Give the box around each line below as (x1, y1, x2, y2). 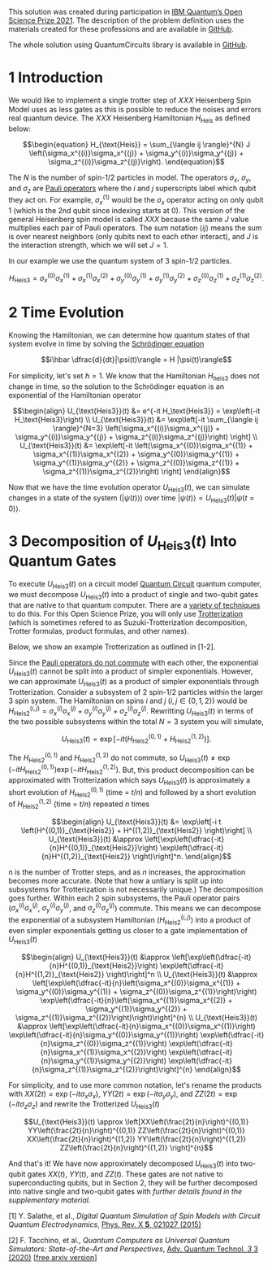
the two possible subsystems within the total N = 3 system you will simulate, (8, 716, 264, 727)
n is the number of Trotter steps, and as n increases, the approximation (8, 866, 246, 877)
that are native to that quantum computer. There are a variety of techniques (8, 600, 261, 609)
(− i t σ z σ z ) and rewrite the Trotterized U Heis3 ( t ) (8, 1099, 160, 1111)
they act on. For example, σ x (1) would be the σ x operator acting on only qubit (8, 194, 264, 207)
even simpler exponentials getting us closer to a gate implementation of (8, 925, 248, 935)
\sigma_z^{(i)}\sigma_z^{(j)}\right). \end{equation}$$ (48, 156, 225, 166)
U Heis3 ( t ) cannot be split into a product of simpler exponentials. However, (8, 666, 253, 678)
